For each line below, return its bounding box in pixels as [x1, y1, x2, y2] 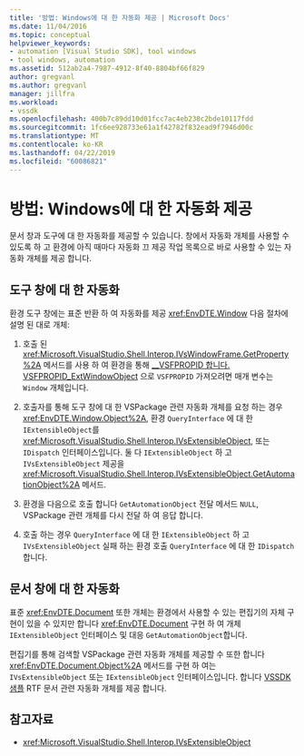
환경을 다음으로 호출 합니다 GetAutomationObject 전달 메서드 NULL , [22, 498, 260, 509]
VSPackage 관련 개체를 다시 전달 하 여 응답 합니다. [22, 510, 204, 521]
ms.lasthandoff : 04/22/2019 [9, 148, 116, 157]
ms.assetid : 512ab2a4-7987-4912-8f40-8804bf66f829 [9, 64, 205, 74]
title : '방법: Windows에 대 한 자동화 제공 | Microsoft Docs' [9, 13, 230, 23]
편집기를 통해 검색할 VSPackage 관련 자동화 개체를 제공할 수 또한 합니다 [9, 649, 265, 660]
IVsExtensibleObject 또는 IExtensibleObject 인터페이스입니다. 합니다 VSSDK [9, 672, 292, 682]
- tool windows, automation [9, 55, 116, 64]
